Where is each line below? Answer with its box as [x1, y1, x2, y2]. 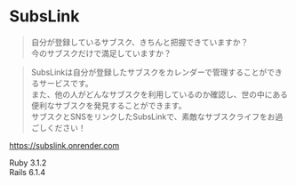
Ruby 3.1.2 [9, 157, 47, 168]
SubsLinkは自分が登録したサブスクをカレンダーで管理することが [30, 67, 268, 77]
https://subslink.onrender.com [9, 140, 120, 150]
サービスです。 [38, 77, 93, 88]
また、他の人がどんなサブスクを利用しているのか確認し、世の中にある [30, 89, 289, 100]
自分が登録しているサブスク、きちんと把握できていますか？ [30, 36, 249, 47]
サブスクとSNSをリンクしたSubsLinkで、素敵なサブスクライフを [30, 111, 268, 122]
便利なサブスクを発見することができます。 [30, 100, 187, 110]
